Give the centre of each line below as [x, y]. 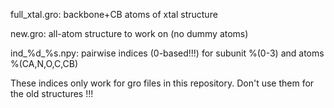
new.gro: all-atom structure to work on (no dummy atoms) [129, 33]
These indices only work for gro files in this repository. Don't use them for [162, 83]
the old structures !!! [52, 93]
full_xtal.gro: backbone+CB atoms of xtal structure [114, 14]
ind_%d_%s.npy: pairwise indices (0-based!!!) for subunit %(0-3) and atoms [167, 53]
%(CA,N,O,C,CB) [44, 63]
